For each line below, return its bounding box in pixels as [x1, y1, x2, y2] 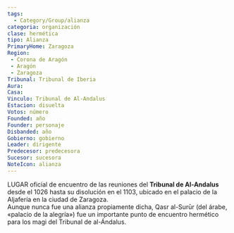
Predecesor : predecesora [7, 148, 80, 155]
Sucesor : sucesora [7, 154, 61, 162]
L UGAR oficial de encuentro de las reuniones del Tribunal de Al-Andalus [7, 180, 219, 189]
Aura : [7, 82, 23, 89]
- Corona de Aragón [10, 56, 68, 63]
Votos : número [7, 108, 49, 115]
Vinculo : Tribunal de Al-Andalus [7, 96, 106, 103]
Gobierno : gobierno [7, 134, 65, 141]
